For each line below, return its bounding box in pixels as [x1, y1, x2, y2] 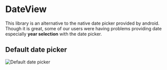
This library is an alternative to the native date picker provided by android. [5, 20, 160, 26]
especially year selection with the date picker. [5, 31, 103, 37]
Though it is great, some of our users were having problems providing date [5, 25, 162, 31]
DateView [5, 4, 47, 15]
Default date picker [5, 45, 68, 54]
